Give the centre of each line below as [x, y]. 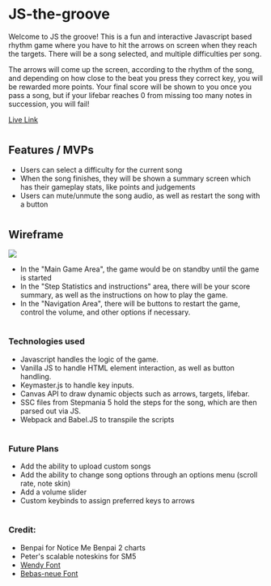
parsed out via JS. [50, 411]
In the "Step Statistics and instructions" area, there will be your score [135, 287]
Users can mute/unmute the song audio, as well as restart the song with [140, 195]
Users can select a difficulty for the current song [101, 169]
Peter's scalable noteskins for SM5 [78, 556]
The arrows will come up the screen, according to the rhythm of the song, [131, 69]
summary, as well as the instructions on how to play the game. [124, 295]
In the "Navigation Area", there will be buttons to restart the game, [130, 304]
